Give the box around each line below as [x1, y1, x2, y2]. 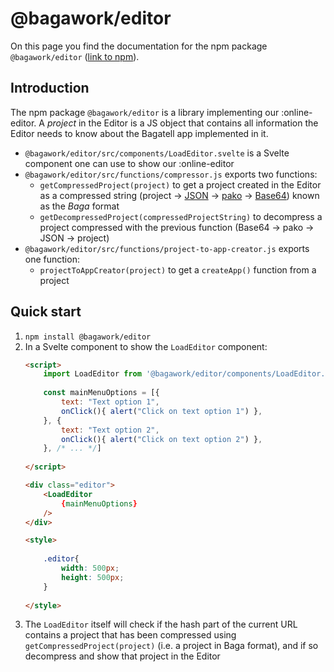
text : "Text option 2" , [61, 425, 160, 435]
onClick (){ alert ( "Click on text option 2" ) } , [61, 434, 263, 444]
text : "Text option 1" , [61, 397, 160, 407]
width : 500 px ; [61, 563, 120, 574]
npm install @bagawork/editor [24, 332, 152, 342]
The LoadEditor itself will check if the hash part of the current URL [24, 618, 298, 631]
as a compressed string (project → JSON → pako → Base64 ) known [39, 189, 320, 201]
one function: [24, 253, 80, 265]
